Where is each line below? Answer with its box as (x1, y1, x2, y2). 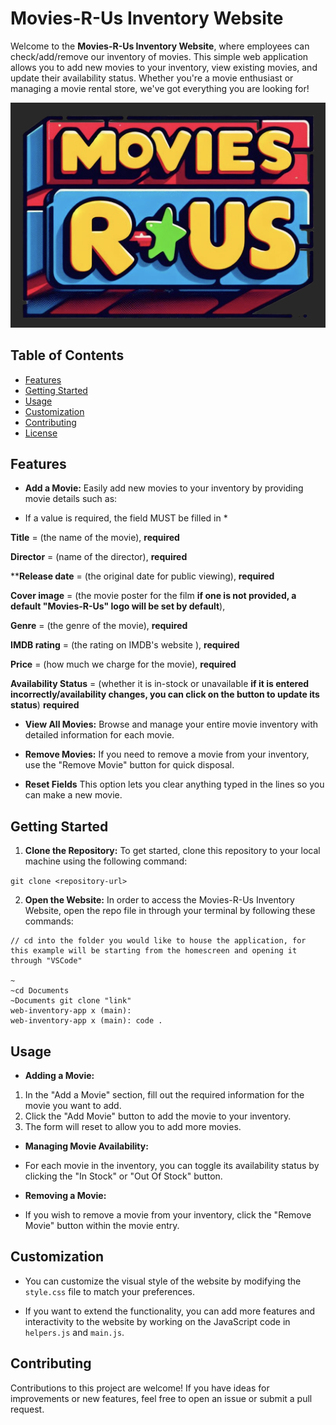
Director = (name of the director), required (10, 551, 188, 563)
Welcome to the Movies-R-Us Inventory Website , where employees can (10, 40, 310, 52)
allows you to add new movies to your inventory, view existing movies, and (10, 61, 318, 73)
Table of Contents (10, 347, 125, 364)
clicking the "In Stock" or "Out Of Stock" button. (24, 1170, 223, 1182)
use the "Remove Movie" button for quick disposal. (24, 759, 235, 771)
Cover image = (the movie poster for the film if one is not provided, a (10, 590, 297, 602)
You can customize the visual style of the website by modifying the (24, 1275, 302, 1287)
